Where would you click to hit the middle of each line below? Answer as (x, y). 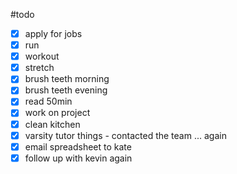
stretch (39, 68)
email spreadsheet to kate (78, 146)
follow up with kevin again (78, 158)
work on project (57, 113)
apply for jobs (53, 33)
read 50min (48, 101)
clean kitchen (52, 124)
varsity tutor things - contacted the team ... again (125, 135)
